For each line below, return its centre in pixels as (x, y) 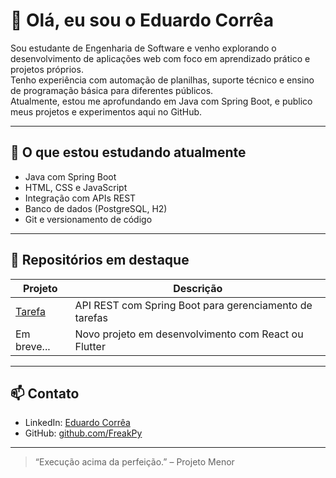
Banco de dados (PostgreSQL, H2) (96, 208)
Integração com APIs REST (80, 198)
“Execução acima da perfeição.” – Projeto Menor (134, 462)
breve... (33, 346)
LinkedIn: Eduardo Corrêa (77, 423)
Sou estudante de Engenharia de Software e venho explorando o (143, 48)
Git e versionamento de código (88, 219)
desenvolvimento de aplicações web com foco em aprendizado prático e (160, 58)
